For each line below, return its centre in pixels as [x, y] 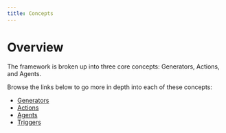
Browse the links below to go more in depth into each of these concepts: [110, 87]
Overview [35, 47]
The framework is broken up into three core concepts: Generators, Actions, [113, 66]
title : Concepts [30, 13]
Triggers [29, 122]
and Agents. [24, 73]
